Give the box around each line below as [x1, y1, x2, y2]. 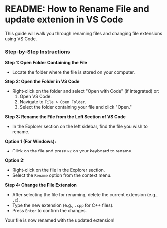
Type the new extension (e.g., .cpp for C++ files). [12, 202, 114, 208]
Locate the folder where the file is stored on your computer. [12, 69, 135, 75]
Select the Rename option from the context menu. [12, 172, 112, 178]
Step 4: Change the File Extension [5, 182, 77, 188]
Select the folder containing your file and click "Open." [19, 104, 132, 110]
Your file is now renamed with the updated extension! [5, 217, 115, 223]
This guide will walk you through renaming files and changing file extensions [5, 30, 163, 36]
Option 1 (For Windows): [5, 138, 56, 145]
